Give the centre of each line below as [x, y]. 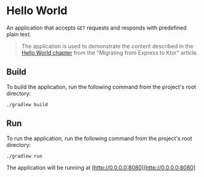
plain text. [19, 34]
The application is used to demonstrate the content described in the [107, 46]
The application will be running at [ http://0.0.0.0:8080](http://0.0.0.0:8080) [101, 167]
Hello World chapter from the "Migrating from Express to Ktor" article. [110, 52]
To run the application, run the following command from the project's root [99, 138]
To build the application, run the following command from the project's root [101, 87]
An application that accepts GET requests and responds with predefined [96, 28]
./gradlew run [25, 156]
